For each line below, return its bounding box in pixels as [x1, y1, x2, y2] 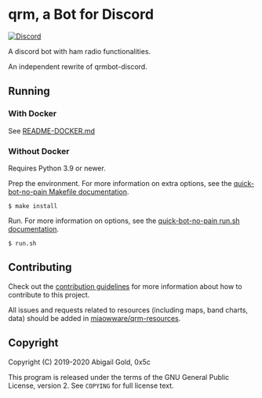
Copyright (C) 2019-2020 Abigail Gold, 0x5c [8, 357, 151, 367]
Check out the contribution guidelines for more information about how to [8, 281, 242, 291]
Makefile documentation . [48, 187, 129, 196]
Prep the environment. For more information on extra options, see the [8, 178, 232, 188]
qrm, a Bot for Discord [8, 5, 155, 24]
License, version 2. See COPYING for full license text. [8, 381, 174, 390]
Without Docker [8, 145, 70, 156]
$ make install [8, 202, 58, 210]
